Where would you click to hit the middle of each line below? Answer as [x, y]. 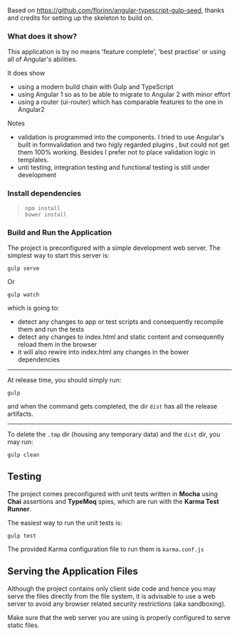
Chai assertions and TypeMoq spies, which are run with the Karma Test [113, 501]
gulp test [22, 536]
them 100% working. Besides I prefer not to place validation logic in [116, 152]
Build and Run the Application [60, 232]
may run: [20, 441]
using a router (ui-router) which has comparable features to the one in [120, 102]
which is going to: [33, 308]
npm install [42, 208]
